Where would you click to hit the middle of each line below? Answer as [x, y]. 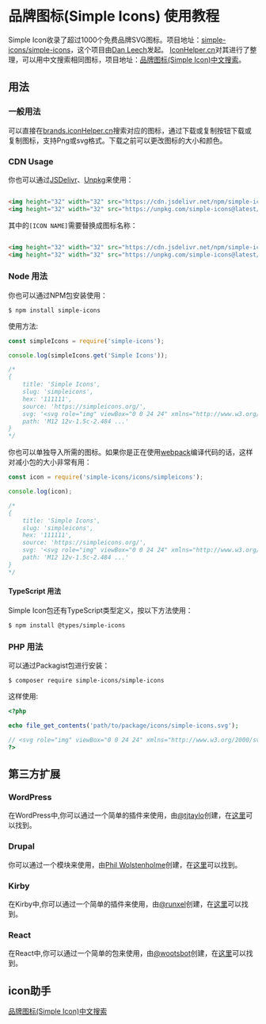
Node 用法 [28, 276]
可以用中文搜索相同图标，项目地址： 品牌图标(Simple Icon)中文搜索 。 [134, 60]
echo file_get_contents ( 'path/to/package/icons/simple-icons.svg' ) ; [123, 726]
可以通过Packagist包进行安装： [59, 666]
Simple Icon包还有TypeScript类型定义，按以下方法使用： [101, 610]
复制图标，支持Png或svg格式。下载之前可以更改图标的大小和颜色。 [118, 141]
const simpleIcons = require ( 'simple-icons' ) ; [86, 341]
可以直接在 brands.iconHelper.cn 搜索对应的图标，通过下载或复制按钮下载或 [130, 130]
